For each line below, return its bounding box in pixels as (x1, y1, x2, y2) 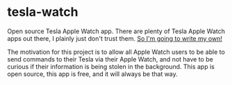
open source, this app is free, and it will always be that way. (7, 70, 179, 78)
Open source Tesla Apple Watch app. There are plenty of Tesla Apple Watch (7, 27, 226, 35)
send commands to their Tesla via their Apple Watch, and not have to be (7, 55, 213, 63)
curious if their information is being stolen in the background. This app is (7, 62, 215, 70)
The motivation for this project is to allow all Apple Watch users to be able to (7, 48, 226, 56)
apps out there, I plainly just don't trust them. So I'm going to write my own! (7, 34, 222, 42)
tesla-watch (7, 4, 78, 20)
